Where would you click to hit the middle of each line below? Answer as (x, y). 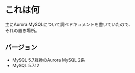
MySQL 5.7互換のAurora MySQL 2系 (48, 60)
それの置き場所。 (22, 30)
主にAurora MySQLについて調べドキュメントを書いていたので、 (69, 24)
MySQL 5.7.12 (25, 65)
